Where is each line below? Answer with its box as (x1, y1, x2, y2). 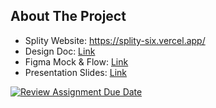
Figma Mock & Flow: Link (24, 55, 129, 68)
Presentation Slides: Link (24, 66, 127, 78)
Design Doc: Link (24, 45, 96, 57)
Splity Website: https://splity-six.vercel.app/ (24, 34, 206, 46)
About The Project (10, 8, 127, 25)
